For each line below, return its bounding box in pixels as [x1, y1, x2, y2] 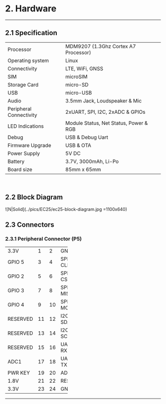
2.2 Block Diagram [5, 193, 63, 202]
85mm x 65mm [65, 166, 101, 173]
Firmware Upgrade [7, 142, 51, 149]
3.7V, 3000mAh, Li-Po [65, 158, 119, 165]
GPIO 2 [7, 273, 25, 280]
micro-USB [65, 89, 92, 96]
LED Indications [7, 122, 44, 129]
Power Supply [7, 150, 41, 156]
